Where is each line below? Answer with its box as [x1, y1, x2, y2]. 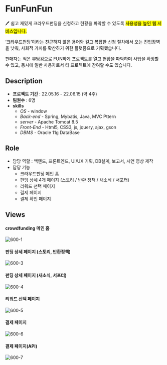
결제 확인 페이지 [20, 195, 51, 201]
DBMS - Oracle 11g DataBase [20, 129, 80, 136]
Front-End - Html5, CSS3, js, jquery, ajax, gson [20, 124, 117, 130]
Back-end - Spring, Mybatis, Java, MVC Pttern [20, 113, 116, 119]
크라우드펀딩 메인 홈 [20, 170, 59, 176]
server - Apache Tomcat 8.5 [20, 118, 78, 125]
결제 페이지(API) [5, 343, 38, 349]
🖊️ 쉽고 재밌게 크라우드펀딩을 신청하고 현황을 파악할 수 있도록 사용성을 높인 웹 [5, 20, 156, 26]
